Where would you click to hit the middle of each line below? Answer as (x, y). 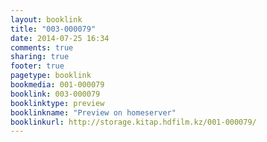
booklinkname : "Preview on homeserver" (93, 112)
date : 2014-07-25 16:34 (60, 38)
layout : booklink (46, 19)
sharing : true (40, 57)
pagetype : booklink (51, 76)
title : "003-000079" (53, 29)
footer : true (37, 66)
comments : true (42, 47)
